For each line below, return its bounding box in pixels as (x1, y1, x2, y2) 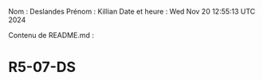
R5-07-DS (8, 59, 77, 76)
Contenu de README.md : (8, 31, 94, 40)
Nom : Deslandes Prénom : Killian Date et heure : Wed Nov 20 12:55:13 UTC (8, 7, 256, 16)
